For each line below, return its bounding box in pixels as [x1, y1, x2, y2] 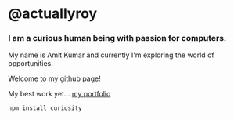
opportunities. [8, 59, 53, 68]
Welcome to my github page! [8, 74, 101, 83]
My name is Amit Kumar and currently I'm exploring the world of [8, 50, 214, 60]
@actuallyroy [8, 5, 98, 23]
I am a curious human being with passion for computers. [8, 33, 227, 44]
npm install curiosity [8, 104, 82, 112]
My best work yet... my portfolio [8, 89, 111, 99]
